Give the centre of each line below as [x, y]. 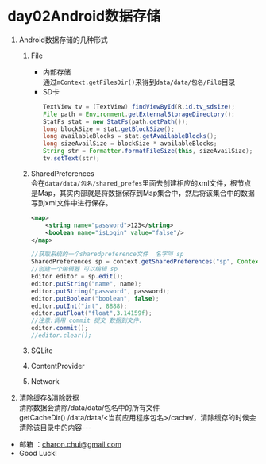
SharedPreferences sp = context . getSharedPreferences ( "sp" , [132, 262]
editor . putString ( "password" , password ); [100, 291]
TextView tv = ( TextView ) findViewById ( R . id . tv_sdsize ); [139, 107]
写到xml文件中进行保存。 [71, 202]
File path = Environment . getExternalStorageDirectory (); [139, 114]
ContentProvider [58, 366]
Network [45, 381]
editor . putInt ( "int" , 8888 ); [79, 306]
